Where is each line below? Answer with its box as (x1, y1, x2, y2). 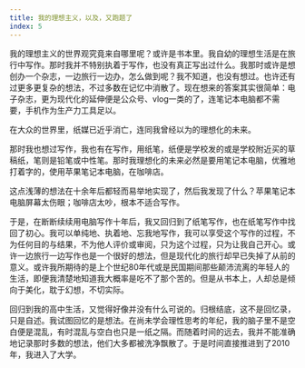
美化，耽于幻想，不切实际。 (25, 283, 129, 295)
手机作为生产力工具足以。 (25, 104, 121, 115)
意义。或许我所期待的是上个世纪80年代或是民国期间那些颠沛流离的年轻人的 (9, 261, 290, 273)
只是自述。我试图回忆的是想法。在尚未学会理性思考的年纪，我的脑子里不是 (9, 314, 288, 325)
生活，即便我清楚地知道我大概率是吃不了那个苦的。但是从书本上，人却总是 (9, 273, 288, 283)
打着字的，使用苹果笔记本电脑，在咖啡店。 (9, 165, 169, 177)
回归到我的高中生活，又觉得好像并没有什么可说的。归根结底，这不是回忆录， (9, 303, 296, 314)
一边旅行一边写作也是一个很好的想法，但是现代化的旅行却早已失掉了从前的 (16, 250, 296, 261)
